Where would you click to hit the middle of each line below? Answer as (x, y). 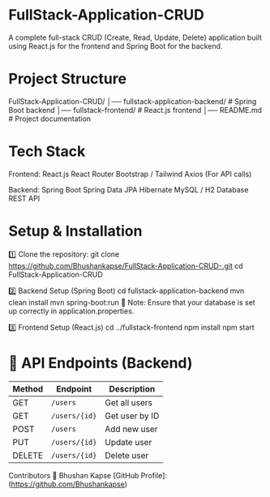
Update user (129, 442)
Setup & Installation (75, 231)
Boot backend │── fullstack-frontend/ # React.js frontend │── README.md (135, 110)
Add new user (131, 429)
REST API (24, 198)
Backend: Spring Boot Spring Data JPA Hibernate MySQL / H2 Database (129, 189)
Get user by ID (132, 416)
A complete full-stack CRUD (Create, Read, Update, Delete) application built (135, 37)
